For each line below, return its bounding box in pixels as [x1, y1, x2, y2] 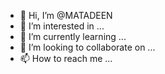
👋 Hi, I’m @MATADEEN [19, 10, 113, 21]
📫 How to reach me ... [19, 53, 113, 64]
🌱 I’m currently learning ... [19, 31, 127, 42]
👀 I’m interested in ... [19, 20, 105, 32]
